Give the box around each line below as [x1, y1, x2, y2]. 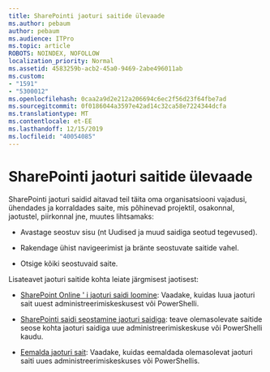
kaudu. [19, 331, 44, 341]
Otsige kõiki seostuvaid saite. [19, 259, 118, 268]
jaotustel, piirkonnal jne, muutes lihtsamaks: [8, 212, 154, 221]
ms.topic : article [8, 42, 71, 50]
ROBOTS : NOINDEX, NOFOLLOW [8, 49, 100, 58]
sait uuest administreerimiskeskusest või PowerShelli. [19, 298, 199, 308]
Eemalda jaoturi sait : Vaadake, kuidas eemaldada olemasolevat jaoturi [19, 347, 253, 357]
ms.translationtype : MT [8, 110, 89, 118]
